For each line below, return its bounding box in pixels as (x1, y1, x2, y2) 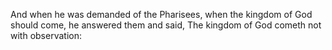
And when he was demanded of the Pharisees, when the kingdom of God (10, 9, 313, 20)
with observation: (10, 30, 82, 41)
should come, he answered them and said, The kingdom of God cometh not (10, 19, 322, 31)
